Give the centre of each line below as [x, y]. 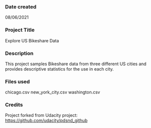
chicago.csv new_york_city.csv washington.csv [53, 92]
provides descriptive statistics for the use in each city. [59, 69]
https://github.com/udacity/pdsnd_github [46, 121]
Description [19, 53]
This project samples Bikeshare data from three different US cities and [76, 64]
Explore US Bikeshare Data [32, 40]
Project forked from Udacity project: [42, 115]
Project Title [20, 30]
